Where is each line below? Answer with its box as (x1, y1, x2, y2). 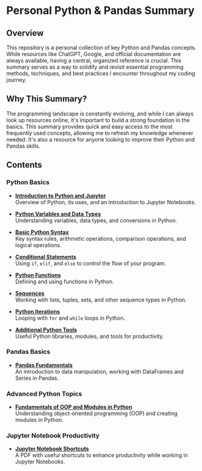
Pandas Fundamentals (15, 361, 73, 368)
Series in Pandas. (15, 374, 59, 382)
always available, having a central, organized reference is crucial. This (6, 57, 182, 64)
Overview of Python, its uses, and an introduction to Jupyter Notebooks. (15, 198, 196, 205)
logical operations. (15, 241, 62, 249)
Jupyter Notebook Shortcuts (15, 445, 89, 453)
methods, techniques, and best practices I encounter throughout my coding (6, 70, 195, 77)
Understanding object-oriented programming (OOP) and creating (15, 410, 178, 417)
